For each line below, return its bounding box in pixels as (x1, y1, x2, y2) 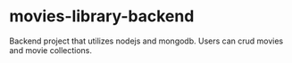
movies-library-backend (9, 6, 195, 27)
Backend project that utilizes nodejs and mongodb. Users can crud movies (9, 35, 284, 46)
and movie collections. (9, 44, 92, 55)
